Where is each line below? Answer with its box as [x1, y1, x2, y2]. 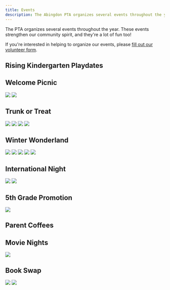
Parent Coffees [5, 221, 54, 230]
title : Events [5, 7, 35, 13]
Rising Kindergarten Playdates [5, 61, 104, 70]
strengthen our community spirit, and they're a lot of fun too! [5, 31, 132, 37]
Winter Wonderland [5, 136, 69, 144]
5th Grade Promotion [5, 193, 72, 202]
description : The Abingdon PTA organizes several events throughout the [5, 12, 162, 17]
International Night [5, 164, 66, 173]
